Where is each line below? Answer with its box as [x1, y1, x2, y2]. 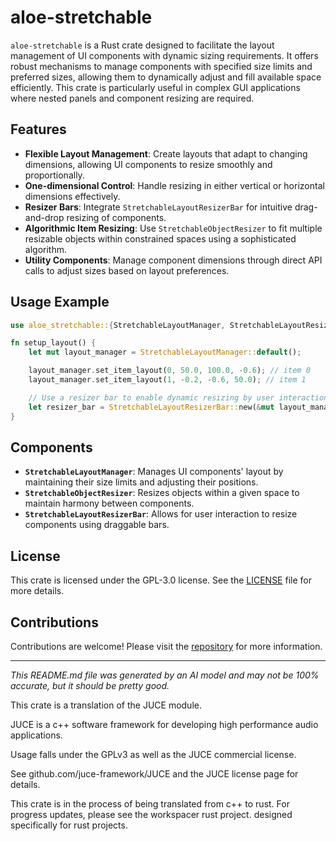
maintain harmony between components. [24, 497, 195, 510]
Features [10, 121, 67, 138]
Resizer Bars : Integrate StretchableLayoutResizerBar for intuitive [24, 201, 293, 213]
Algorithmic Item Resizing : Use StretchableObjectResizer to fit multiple [24, 222, 323, 234]
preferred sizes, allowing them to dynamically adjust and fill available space [10, 71, 322, 83]
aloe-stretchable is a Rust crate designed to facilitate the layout [10, 39, 275, 51]
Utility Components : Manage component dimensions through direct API [24, 254, 323, 266]
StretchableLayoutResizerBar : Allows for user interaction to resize [24, 508, 298, 520]
